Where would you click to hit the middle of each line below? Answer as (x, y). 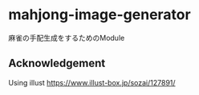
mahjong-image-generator (99, 15)
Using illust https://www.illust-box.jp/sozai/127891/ (92, 82)
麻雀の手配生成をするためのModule (67, 38)
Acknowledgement (57, 63)
